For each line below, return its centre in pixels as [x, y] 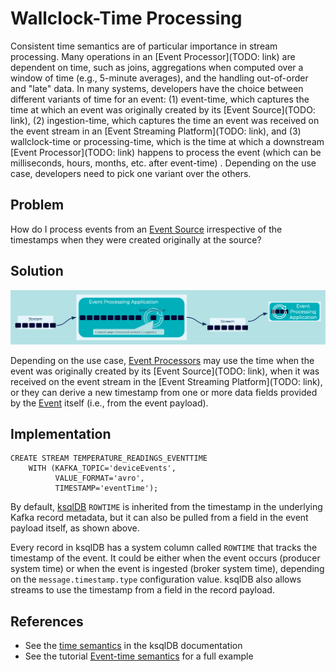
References [47, 621]
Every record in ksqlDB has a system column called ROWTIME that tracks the [164, 548]
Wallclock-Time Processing [126, 18]
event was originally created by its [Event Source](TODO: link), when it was [165, 371]
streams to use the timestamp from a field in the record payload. [142, 590]
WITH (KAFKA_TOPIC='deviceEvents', [102, 468]
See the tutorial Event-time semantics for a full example [139, 656]
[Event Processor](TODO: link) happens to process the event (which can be [166, 152]
